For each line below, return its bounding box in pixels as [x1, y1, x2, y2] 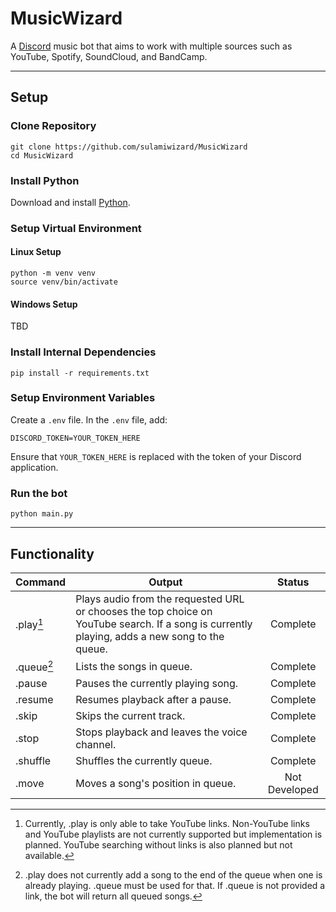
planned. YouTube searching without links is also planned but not [24, 839, 293, 851]
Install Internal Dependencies [10, 345, 157, 359]
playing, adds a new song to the [75, 629, 225, 643]
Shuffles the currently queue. [75, 754, 213, 768]
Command [15, 575, 67, 589]
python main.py [10, 509, 74, 519]
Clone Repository [10, 119, 97, 133]
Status [276, 575, 310, 589]
